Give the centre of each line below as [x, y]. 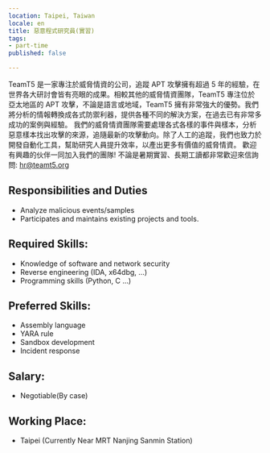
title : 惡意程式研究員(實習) [51, 31]
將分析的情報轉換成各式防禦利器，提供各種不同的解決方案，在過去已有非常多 [135, 114]
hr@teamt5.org [44, 165]
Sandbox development [57, 343]
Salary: [27, 376]
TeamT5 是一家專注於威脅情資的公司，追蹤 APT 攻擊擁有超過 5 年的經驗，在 [134, 84]
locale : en [27, 23]
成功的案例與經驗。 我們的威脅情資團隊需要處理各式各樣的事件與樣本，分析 [133, 125]
